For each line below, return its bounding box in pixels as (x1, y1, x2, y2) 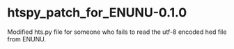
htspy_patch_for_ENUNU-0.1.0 (7, 5, 187, 21)
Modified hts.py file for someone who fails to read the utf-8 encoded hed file (7, 28, 227, 36)
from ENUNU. (7, 35, 47, 43)
